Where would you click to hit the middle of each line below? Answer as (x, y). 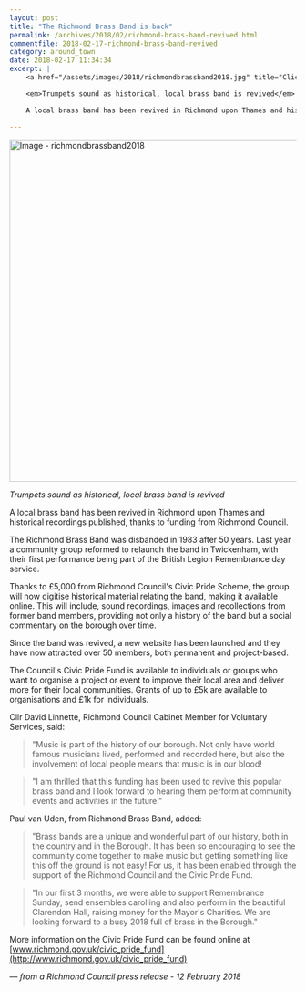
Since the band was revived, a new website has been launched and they (145, 642)
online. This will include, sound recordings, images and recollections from (148, 605)
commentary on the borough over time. (83, 625)
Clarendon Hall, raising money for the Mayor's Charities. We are (151, 912)
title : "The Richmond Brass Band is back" (91, 26)
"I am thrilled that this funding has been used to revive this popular (157, 781)
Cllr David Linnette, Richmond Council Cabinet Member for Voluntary (138, 716)
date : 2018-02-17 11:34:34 (61, 60)
